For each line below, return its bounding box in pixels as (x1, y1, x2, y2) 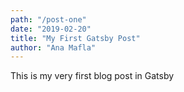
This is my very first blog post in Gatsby (10, 70, 175, 82)
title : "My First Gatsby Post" (10, 33, 141, 43)
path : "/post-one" (10, 14, 87, 25)
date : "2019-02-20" (10, 24, 92, 34)
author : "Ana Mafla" (10, 42, 97, 53)
